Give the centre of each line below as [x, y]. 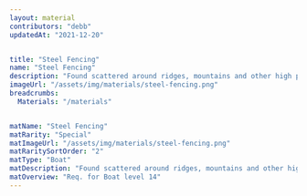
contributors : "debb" [51, 26]
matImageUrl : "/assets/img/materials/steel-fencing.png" [120, 143]
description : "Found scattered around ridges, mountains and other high [151, 77]
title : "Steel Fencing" [55, 59]
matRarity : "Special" [51, 134]
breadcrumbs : [34, 93]
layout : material [42, 18]
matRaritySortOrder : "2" [57, 151]
